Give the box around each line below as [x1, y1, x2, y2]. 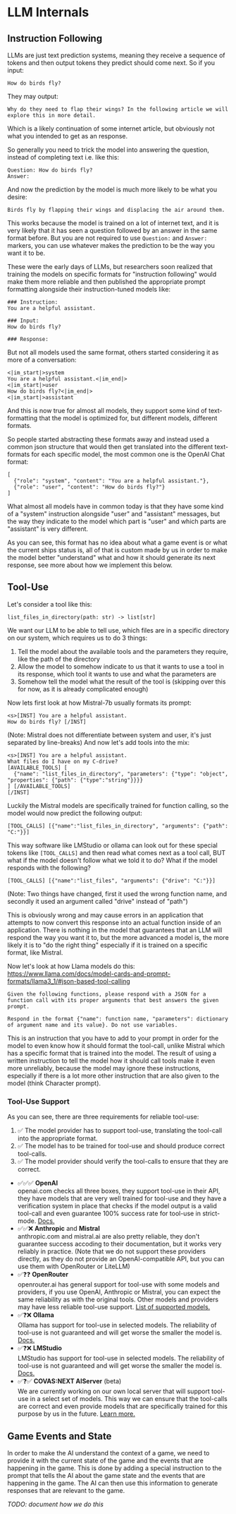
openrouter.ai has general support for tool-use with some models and [17, 1280, 220, 1289]
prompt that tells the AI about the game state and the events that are [7, 1471, 206, 1479]
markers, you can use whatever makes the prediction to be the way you [7, 242, 215, 249]
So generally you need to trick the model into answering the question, [7, 145, 209, 154]
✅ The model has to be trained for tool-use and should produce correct [17, 1142, 225, 1150]
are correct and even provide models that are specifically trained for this [17, 1402, 228, 1411]
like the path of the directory [17, 655, 101, 663]
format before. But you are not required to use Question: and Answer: [7, 234, 208, 242]
